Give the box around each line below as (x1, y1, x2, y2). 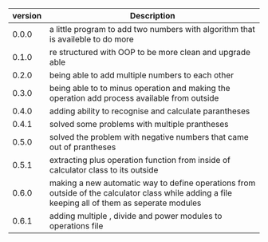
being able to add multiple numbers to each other (49, 69, 234, 81)
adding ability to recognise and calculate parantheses (49, 105, 250, 117)
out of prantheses (49, 141, 116, 153)
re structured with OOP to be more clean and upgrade (49, 47, 251, 58)
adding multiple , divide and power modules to (49, 211, 223, 221)
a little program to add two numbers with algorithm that (49, 24, 255, 34)
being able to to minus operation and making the (49, 83, 231, 93)
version (12, 10, 42, 21)
